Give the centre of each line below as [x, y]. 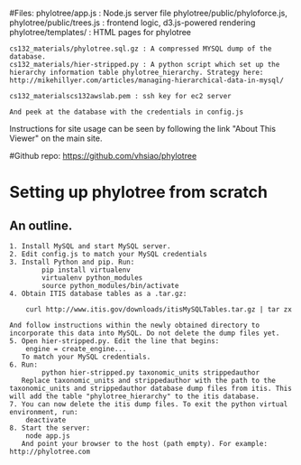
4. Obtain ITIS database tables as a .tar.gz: [98, 293]
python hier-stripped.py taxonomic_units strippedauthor [150, 373]
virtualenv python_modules [92, 278]
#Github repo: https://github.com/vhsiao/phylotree [103, 156]
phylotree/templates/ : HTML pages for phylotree [100, 32]
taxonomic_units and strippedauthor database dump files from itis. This [151, 388]
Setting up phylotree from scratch [139, 192]
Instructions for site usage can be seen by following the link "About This [143, 129]
